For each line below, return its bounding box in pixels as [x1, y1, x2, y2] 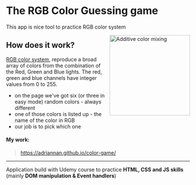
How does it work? [6, 40, 75, 50]
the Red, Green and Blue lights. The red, [6, 68, 102, 75]
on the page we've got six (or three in [14, 92, 105, 99]
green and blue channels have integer [6, 74, 97, 81]
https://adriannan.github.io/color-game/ [20, 149, 116, 156]
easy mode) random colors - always [14, 98, 101, 105]
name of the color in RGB [14, 117, 75, 124]
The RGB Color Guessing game [6, 4, 159, 18]
